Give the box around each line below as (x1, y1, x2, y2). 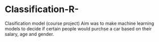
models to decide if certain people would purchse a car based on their (5, 25, 152, 31)
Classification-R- (5, 4, 79, 15)
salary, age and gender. (5, 31, 54, 37)
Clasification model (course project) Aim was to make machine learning (5, 20, 154, 26)
